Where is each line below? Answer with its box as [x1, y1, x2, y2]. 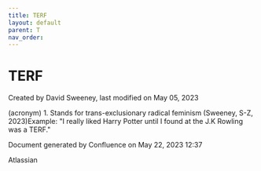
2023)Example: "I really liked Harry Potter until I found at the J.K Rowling [8, 117, 244, 126]
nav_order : [8, 33, 44, 42]
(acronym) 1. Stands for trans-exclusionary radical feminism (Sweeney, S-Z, [8, 108, 254, 118]
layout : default [8, 19, 61, 27]
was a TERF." [8, 125, 51, 134]
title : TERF [8, 11, 47, 20]
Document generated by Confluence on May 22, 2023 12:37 [8, 140, 203, 150]
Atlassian [8, 155, 38, 165]
